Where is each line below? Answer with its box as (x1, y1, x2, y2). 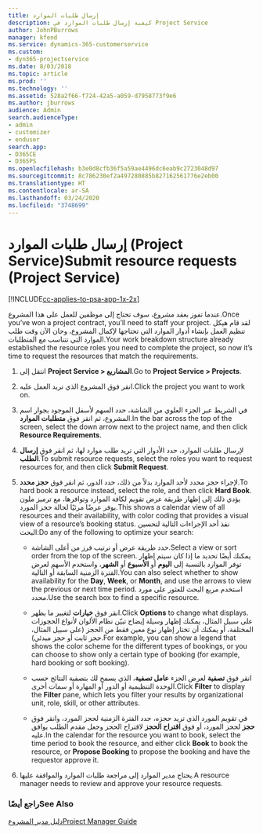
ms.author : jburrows (8, 99, 76, 107)
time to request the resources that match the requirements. (8, 351, 199, 361)
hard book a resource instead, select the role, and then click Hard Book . (19, 486, 252, 496)
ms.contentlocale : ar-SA (8, 186, 89, 195)
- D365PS (8, 158, 37, 166)
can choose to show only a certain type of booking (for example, (31, 649, 240, 660)
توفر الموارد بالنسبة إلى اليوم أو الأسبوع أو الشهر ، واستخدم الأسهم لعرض (31, 559, 242, 569)
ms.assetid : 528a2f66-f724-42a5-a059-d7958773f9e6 (8, 92, 177, 100)
